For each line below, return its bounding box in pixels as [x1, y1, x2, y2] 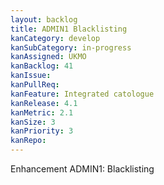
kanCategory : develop [10, 33, 101, 43]
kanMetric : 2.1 [10, 107, 74, 118]
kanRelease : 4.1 [10, 98, 78, 108]
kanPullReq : [10, 80, 60, 90]
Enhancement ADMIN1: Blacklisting [10, 163, 155, 175]
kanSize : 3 [10, 117, 56, 127]
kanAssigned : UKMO [10, 52, 87, 62]
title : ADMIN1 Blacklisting [10, 24, 128, 34]
